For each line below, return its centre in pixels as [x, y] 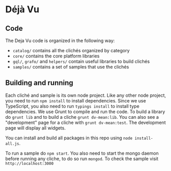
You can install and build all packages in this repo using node [69, 138]
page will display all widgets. [36, 128]
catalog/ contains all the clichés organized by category [71, 50]
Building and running [39, 83]
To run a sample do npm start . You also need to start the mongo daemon [82, 153]
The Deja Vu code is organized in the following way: [60, 40]
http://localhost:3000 [29, 163]
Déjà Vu [22, 9]
